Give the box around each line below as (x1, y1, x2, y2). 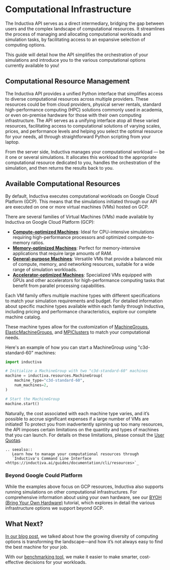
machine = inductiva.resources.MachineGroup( (5, 373, 103, 378)
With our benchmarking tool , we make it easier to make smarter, (5, 553, 139, 560)
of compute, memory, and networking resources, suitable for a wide (12, 261, 155, 267)
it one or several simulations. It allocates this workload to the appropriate (5, 154, 157, 160)
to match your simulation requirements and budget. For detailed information (5, 298, 163, 304)
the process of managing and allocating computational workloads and (5, 31, 151, 37)
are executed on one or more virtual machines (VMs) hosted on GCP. (5, 203, 149, 210)
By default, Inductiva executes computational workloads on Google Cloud (5, 193, 159, 199)
